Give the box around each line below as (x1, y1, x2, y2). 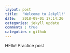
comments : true (5, 25, 38, 30)
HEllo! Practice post (5, 43, 44, 48)
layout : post (5, 7, 31, 12)
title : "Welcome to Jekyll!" (5, 12, 66, 16)
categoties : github (5, 29, 47, 34)
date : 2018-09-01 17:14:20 (5, 16, 64, 21)
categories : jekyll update (5, 20, 59, 26)
